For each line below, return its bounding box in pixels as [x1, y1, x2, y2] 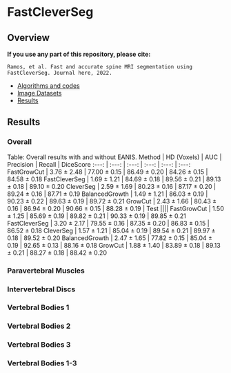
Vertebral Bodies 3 [7, 340, 71, 349]
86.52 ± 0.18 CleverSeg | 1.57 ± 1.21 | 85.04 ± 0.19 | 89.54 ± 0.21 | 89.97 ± [7, 226, 216, 235]
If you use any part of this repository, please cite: [7, 50, 151, 58]
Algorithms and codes [17, 82, 81, 90]
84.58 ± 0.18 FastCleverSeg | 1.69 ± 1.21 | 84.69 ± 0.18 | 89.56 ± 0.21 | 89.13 [7, 174, 221, 183]
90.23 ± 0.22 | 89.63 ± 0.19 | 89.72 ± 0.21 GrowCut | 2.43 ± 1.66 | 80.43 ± [7, 197, 217, 205]
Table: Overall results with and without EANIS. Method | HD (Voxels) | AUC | [7, 153, 222, 161]
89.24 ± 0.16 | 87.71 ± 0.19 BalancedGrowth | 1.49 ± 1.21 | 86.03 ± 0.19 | [7, 190, 208, 198]
